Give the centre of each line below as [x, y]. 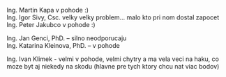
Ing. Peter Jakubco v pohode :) [51, 25]
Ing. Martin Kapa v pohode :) [47, 10]
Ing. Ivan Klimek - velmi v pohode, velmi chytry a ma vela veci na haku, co [113, 59]
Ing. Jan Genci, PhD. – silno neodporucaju [67, 38]
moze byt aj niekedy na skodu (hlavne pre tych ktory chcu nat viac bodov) [113, 66]
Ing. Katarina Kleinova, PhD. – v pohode [63, 45]
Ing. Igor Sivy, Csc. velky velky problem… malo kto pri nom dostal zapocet [113, 17]
